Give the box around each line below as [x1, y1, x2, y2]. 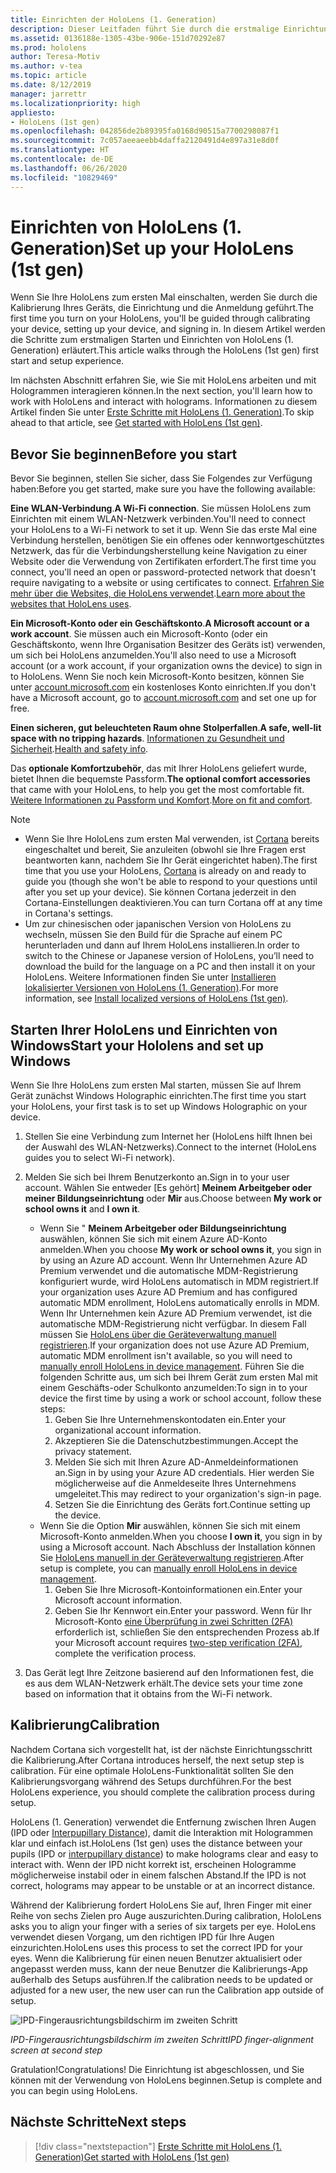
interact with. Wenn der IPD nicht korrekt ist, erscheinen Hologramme [10, 1858, 297, 1870]
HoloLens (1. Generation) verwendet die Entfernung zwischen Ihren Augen [10, 1816, 317, 1828]
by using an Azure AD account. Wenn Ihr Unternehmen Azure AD [39, 1254, 308, 1266]
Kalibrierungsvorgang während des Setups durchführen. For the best [10, 1775, 292, 1787]
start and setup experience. [10, 355, 125, 367]
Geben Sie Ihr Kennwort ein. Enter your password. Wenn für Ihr [54, 1605, 312, 1617]
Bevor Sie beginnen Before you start [10, 446, 238, 463]
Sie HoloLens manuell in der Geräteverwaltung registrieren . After [39, 1552, 305, 1564]
